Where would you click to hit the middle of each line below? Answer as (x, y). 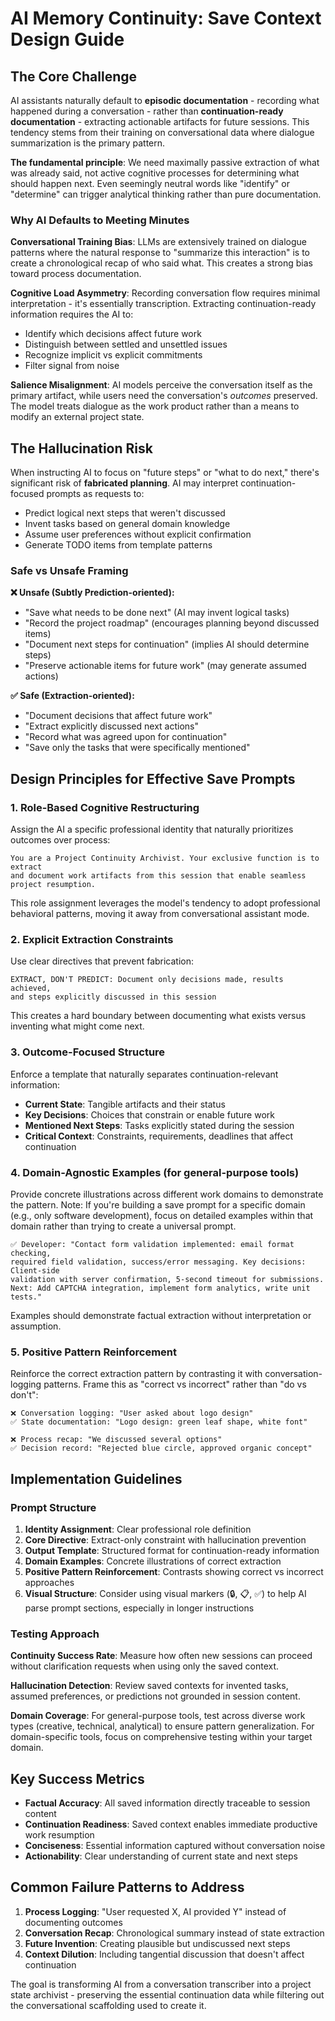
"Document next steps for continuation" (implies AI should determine (167, 644)
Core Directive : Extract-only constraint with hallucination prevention (165, 1539)
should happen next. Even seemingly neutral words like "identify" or (150, 183)
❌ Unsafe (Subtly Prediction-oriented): (92, 593)
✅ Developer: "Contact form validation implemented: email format (152, 1244)
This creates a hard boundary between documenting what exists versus (158, 1016)
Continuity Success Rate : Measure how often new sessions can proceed (161, 1656)
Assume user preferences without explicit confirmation (138, 534)
